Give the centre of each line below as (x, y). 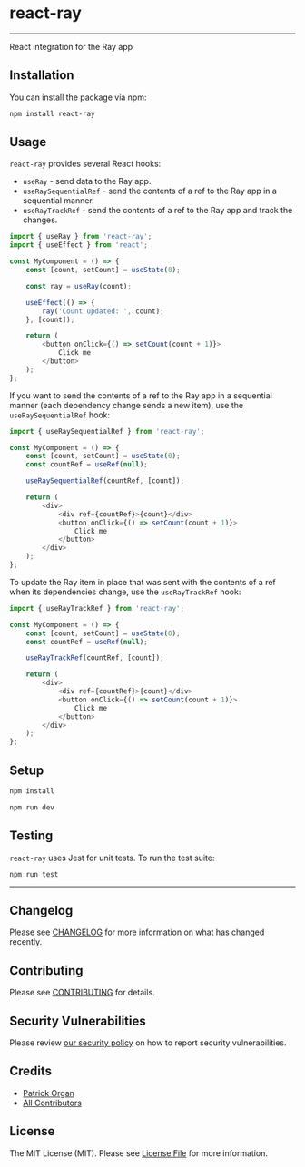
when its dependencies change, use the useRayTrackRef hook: (125, 592)
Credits (31, 1071)
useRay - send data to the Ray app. (87, 181)
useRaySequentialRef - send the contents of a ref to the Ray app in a (149, 191)
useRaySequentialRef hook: (60, 415)
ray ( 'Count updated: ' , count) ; (103, 311)
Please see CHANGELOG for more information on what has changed (137, 932)
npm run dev (32, 807)
